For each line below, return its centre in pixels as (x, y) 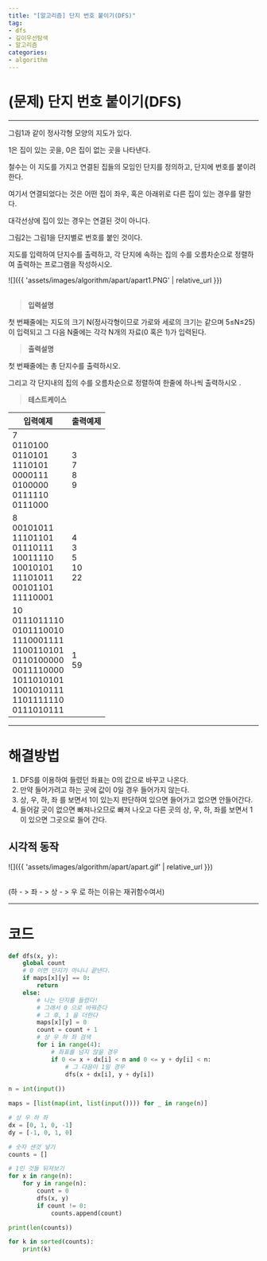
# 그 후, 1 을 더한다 (68, 1015)
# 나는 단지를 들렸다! (68, 1000)
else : (32, 993)
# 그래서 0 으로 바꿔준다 (72, 1008)
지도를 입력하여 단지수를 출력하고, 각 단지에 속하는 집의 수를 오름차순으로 (120, 254)
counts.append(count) (87, 1213)
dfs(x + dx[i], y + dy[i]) (110, 1074)
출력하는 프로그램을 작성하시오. (64, 264)
